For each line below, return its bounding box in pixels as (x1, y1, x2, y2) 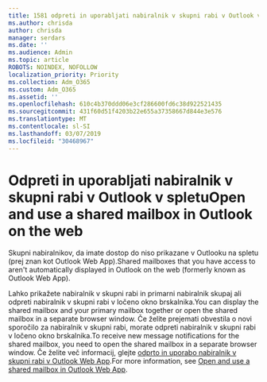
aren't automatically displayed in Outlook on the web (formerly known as (8, 265, 246, 275)
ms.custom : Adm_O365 (8, 85, 77, 94)
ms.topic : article (8, 56, 69, 64)
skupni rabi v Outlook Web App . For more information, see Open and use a (8, 357, 250, 366)
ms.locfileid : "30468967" (8, 137, 94, 145)
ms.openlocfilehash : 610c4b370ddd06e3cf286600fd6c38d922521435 (8, 100, 222, 108)
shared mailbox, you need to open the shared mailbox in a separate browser (8, 339, 257, 349)
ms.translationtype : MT (8, 115, 87, 123)
